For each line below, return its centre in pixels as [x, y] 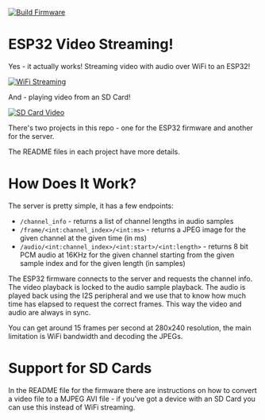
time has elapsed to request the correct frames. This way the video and [125, 304]
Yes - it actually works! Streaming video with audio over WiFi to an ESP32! [129, 66]
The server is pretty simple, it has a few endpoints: [91, 206]
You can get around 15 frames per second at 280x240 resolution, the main [130, 328]
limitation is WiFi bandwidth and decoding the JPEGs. [96, 336]
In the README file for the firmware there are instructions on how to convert [133, 390]
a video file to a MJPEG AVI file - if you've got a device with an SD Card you [132, 399]
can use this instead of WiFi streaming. [72, 407]
